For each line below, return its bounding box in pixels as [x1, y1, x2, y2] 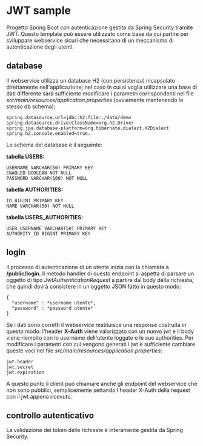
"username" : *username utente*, [12, 300, 96, 306]
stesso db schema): [6, 103, 56, 110]
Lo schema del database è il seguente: [6, 141, 103, 148]
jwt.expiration [6, 369, 45, 376]
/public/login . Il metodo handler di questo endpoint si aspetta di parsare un [6, 270, 195, 277]
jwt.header [6, 359, 34, 365]
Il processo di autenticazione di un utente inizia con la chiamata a [6, 263, 169, 270]
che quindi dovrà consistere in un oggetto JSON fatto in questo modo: [6, 283, 181, 290]
